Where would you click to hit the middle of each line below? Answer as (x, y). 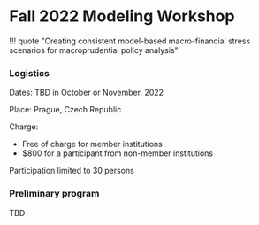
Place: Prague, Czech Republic (65, 110)
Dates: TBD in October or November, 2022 (87, 93)
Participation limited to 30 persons (72, 171)
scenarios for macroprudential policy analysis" (94, 50)
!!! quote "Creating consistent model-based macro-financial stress (130, 41)
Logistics (30, 73)
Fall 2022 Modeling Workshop (122, 16)
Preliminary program (54, 194)
